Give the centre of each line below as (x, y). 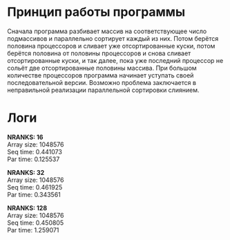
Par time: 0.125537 (33, 159)
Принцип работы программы (96, 12)
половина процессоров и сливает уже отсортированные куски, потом (111, 46)
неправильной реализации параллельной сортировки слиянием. (103, 90)
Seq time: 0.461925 (35, 187)
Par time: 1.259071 (33, 230)
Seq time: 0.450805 (36, 223)
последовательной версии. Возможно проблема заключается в (102, 82)
